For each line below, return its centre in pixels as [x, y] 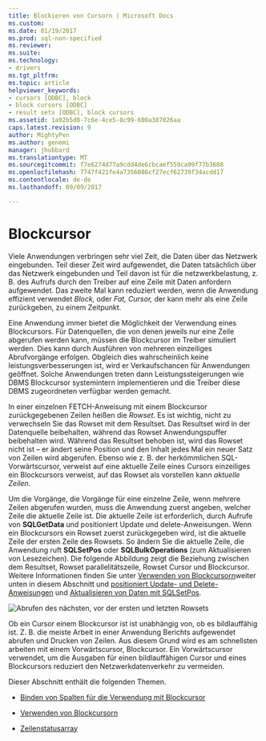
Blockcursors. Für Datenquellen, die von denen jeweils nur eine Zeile [121, 331]
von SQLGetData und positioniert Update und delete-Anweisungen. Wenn [130, 524]
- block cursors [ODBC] [48, 105]
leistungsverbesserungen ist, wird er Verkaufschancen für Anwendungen [129, 365]
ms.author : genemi [39, 142]
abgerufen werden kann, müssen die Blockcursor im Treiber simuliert [122, 340]
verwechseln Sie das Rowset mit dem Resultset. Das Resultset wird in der [129, 423]
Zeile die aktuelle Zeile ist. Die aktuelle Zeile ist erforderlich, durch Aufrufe [131, 516]
